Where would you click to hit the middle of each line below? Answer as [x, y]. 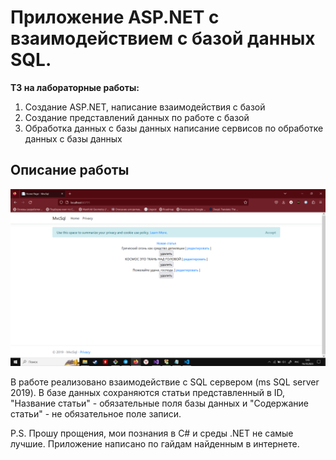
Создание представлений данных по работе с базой [137, 117]
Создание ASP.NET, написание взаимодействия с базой [145, 107]
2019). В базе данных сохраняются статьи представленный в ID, [148, 393]
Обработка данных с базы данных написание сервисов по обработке [174, 128]
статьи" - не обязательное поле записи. [96, 414]
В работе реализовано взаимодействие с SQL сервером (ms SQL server [165, 382]
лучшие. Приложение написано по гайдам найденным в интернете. [155, 444]
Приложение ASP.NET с [115, 17]
